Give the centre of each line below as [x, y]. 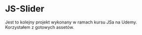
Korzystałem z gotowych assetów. [40, 27]
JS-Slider [25, 9]
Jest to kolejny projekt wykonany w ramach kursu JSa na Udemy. [71, 22]
